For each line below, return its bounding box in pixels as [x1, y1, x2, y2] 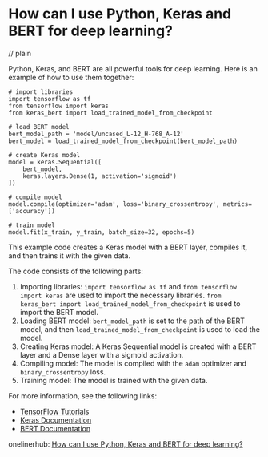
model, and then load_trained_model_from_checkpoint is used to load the [19, 324, 260, 334]
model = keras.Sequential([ [8, 158, 102, 166]
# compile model [8, 193, 62, 201]
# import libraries [8, 87, 74, 96]
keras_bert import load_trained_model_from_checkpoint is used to [19, 298, 241, 309]
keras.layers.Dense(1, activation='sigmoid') [22, 172, 178, 180]
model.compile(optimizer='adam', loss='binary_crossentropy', [8, 200, 220, 208]
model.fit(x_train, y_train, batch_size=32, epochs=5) [8, 228, 195, 237]
